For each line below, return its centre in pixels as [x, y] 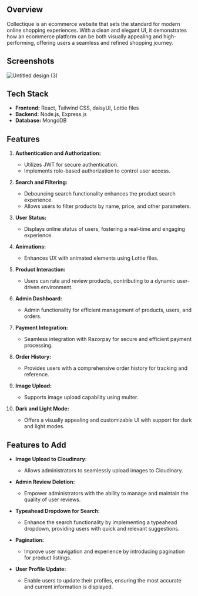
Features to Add [36, 445]
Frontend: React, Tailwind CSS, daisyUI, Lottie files [77, 108]
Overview [25, 10]
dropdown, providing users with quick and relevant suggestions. [102, 529]
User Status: [31, 218]
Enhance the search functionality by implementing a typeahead [100, 522]
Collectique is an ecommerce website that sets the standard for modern [94, 24]
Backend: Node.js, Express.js [51, 114]
